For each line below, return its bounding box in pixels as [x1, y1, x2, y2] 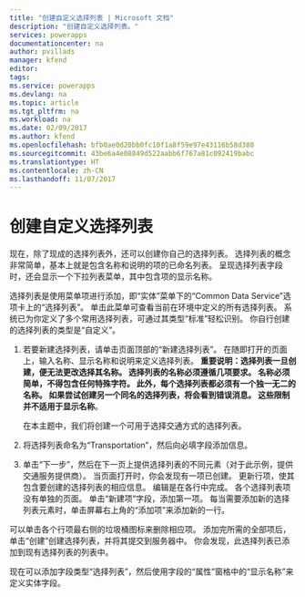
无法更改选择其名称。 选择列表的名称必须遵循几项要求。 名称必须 [46, 366, 290, 378]
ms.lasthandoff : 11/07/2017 [9, 174, 117, 183]
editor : [9, 65, 39, 74]
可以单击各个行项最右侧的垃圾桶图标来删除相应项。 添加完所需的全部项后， [9, 524, 291, 535]
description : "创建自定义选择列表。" [9, 22, 139, 31]
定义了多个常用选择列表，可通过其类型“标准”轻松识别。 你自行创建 [40, 314, 290, 324]
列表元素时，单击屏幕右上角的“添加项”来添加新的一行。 [22, 505, 230, 516]
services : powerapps [9, 30, 88, 39]
